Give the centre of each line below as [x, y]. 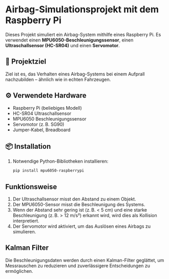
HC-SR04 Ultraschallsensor [42, 113]
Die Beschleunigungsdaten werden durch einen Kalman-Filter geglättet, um [85, 260]
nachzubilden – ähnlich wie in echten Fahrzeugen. [58, 79]
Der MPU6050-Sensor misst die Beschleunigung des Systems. [79, 205]
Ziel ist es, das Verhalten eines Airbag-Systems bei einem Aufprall [75, 74]
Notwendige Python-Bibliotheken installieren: [60, 161]
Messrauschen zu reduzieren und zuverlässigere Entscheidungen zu [78, 266]
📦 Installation [28, 146]
